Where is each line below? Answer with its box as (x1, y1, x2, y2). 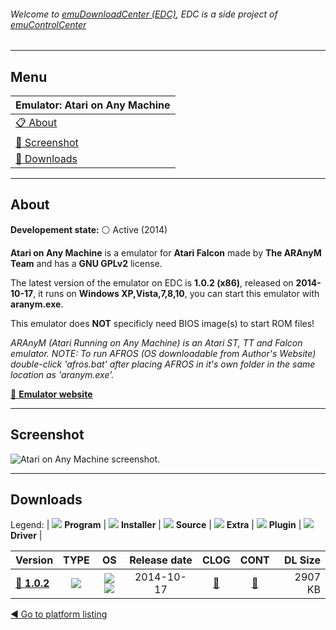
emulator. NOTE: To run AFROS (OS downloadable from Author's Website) (10, 347, 317, 359)
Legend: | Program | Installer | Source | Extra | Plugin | (10, 519, 302, 531)
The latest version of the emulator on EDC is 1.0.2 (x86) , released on (10, 276, 294, 289)
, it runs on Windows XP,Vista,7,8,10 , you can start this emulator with (33, 287, 320, 299)
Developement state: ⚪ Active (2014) (10, 223, 168, 235)
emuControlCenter (10, 18, 87, 30)
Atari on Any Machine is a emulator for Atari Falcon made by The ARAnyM (10, 246, 322, 259)
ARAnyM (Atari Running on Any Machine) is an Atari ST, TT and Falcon (10, 336, 303, 349)
